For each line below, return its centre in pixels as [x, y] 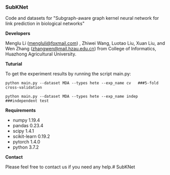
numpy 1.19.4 [26, 120]
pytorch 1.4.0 [27, 142]
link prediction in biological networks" [45, 23]
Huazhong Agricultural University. [41, 54]
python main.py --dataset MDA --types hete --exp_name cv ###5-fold [82, 83]
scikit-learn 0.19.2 [31, 136]
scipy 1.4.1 [23, 131]
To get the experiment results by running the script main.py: [68, 74]
